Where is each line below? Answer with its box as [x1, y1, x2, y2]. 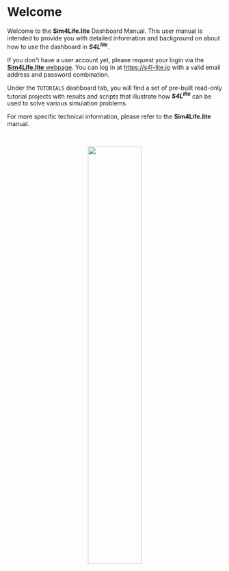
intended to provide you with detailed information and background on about [7, 34, 220, 42]
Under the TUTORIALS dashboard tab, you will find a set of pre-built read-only [7, 84, 222, 92]
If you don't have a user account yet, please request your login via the [7, 55, 204, 64]
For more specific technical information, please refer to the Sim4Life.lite [7, 112, 211, 120]
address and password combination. [7, 70, 110, 79]
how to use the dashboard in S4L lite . [7, 41, 110, 51]
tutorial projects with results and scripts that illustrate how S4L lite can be [7, 90, 212, 100]
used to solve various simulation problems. [7, 99, 128, 107]
